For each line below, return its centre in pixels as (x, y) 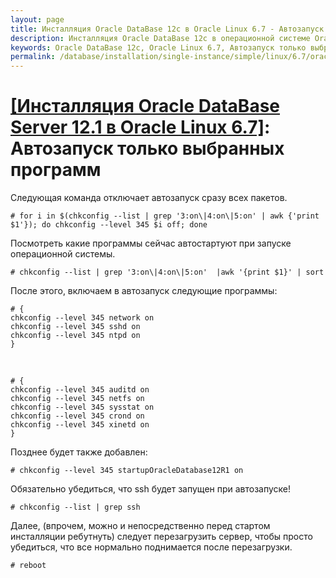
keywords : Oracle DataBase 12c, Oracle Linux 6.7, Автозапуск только (158, 47)
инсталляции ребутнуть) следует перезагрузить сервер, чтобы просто (161, 537)
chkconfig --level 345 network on (82, 318)
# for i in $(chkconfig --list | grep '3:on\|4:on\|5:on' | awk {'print (165, 216)
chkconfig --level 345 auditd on (80, 390)
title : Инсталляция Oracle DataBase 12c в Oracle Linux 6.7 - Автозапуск (167, 29)
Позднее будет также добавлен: (79, 452)
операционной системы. (63, 254)
